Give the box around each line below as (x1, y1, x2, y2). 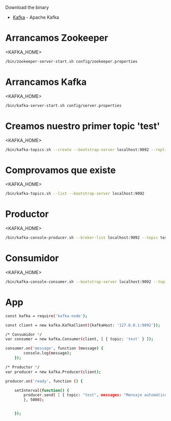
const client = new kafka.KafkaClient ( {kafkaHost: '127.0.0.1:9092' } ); (5, 322, 160, 328)
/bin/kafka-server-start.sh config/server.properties (5, 103, 122, 108)
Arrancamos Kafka (5, 76, 87, 87)
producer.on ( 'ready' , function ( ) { (5, 379, 83, 384)
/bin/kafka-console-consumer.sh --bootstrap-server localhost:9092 (5, 279, 152, 284)
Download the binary (5, 5, 49, 10)
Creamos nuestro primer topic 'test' (5, 120, 160, 132)
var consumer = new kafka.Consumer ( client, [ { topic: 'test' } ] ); (5, 337, 154, 342)
